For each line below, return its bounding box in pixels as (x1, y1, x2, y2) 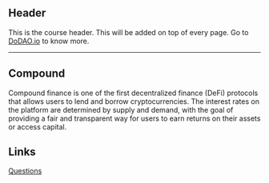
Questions (8, 166, 42, 176)
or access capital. (8, 121, 67, 131)
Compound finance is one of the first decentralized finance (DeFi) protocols (8, 88, 259, 97)
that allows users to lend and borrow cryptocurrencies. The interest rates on (8, 96, 260, 106)
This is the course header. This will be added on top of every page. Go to (8, 27, 249, 37)
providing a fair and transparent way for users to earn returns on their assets (8, 113, 261, 123)
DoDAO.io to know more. (8, 36, 90, 46)
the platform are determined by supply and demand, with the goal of (8, 105, 234, 114)
